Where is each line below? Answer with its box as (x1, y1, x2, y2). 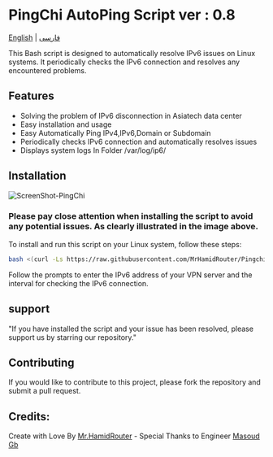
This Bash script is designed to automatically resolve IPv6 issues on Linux (8, 48, 256, 58)
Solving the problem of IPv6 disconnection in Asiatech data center (19, 111, 242, 120)
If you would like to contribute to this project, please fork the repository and (8, 377, 262, 387)
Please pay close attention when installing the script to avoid (8, 211, 253, 222)
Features (8, 89, 54, 103)
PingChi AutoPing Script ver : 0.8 (8, 6, 236, 24)
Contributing (8, 355, 75, 369)
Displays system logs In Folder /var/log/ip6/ (19, 145, 167, 155)
